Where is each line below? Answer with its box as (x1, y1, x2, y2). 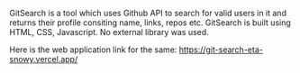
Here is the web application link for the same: (9, 44, 177, 55)
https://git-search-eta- (178, 44, 263, 55)
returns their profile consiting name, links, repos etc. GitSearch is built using (9, 17, 291, 28)
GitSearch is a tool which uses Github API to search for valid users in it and (9, 8, 286, 18)
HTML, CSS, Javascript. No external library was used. (9, 27, 209, 37)
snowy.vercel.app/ (9, 54, 78, 64)
